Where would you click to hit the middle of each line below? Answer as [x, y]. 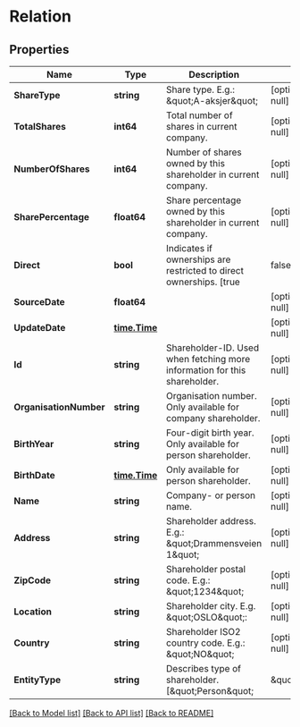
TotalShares [40, 127]
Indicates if [189, 248]
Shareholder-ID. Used [213, 348]
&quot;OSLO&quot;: [207, 617]
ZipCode [33, 580]
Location [33, 612]
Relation [41, 17]
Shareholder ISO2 [204, 632]
